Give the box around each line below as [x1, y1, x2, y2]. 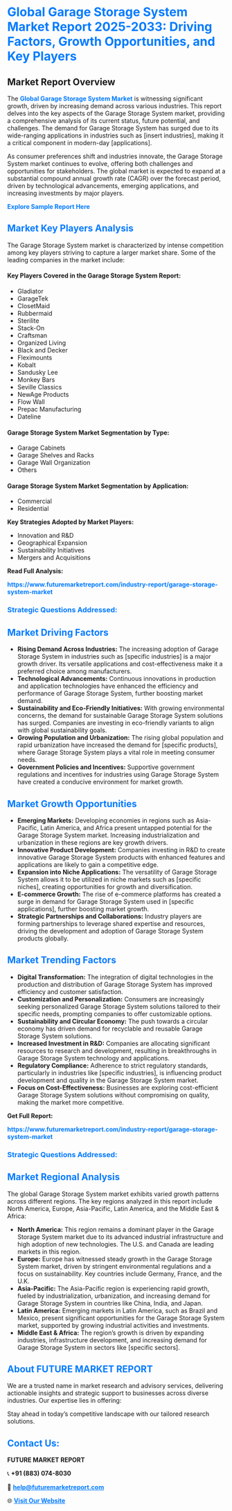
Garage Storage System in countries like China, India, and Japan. [17, 1299, 203, 1307]
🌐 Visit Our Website [7, 1496, 66, 1505]
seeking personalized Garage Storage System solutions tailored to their [17, 1002, 221, 1011]
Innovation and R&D [17, 532, 74, 540]
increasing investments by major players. [7, 189, 125, 197]
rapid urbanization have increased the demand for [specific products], [17, 741, 218, 750]
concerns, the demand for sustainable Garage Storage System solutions [17, 711, 224, 720]
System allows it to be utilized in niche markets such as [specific [17, 875, 202, 884]
